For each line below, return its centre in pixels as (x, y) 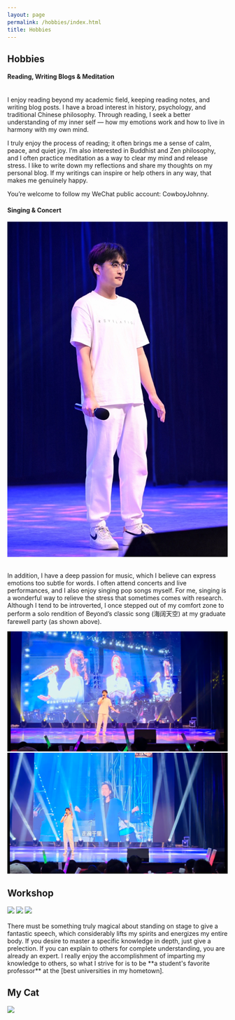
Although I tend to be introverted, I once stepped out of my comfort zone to (116, 605)
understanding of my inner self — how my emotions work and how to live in (116, 122)
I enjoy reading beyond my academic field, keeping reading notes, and (109, 100)
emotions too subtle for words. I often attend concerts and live (97, 583)
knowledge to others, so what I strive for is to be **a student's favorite (108, 963)
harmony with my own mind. (48, 129)
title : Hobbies (29, 29)
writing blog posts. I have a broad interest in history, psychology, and (107, 107)
